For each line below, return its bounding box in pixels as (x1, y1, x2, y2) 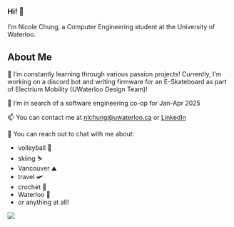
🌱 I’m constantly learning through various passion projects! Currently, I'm (7, 70, 223, 79)
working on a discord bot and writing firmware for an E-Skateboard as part (7, 78, 227, 86)
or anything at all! (17, 198, 69, 206)
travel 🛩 (17, 173, 44, 181)
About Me (7, 51, 52, 63)
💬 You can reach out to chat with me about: (7, 130, 135, 138)
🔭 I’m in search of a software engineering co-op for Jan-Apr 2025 (7, 99, 201, 108)
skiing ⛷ (17, 154, 43, 163)
